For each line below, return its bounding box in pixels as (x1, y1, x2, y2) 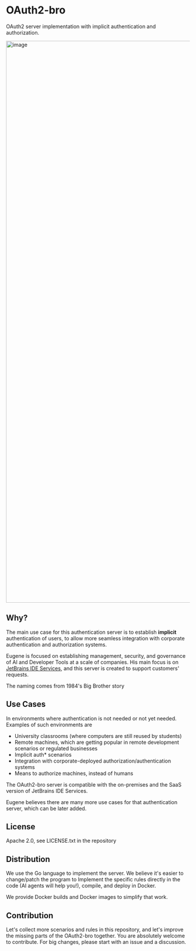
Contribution (6, 911, 54, 921)
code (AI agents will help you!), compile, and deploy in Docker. (6, 882, 156, 890)
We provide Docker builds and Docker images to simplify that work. (6, 894, 168, 901)
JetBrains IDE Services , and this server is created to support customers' (6, 665, 180, 672)
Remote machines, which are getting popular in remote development (14, 739, 180, 746)
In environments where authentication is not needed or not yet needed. (6, 715, 177, 722)
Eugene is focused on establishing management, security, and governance (6, 652, 186, 659)
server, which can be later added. (6, 805, 87, 812)
